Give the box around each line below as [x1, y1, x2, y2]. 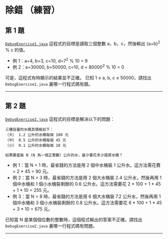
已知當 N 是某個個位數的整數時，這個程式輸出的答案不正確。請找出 [5, 216, 142, 222]
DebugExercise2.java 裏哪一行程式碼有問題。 [5, 222, 97, 228]
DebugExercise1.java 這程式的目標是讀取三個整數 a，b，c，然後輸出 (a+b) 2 [5, 40, 160, 47]
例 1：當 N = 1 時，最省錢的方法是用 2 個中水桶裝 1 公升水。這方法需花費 [12, 162, 161, 168]
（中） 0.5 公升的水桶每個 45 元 [5, 137, 66, 143]
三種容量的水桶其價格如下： [5, 127, 54, 132]
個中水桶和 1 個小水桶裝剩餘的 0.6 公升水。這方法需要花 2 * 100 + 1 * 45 [12, 181, 161, 187]
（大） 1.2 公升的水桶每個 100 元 [5, 132, 69, 137]
